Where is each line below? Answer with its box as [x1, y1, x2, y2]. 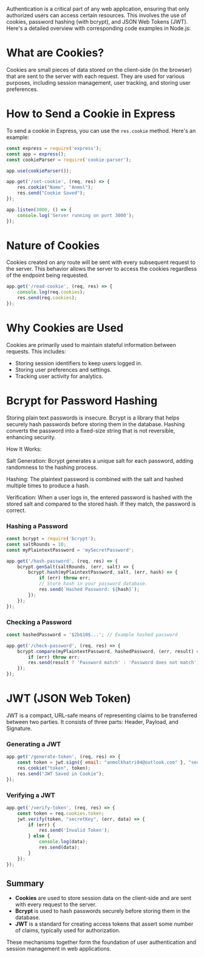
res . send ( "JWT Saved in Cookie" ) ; [17, 771, 104, 777]
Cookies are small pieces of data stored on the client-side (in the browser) [6, 66, 192, 73]
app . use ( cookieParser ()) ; [6, 168, 72, 174]
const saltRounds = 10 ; [6, 541, 67, 548]
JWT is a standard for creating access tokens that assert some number [15, 920, 194, 928]
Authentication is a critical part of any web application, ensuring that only [6, 5, 189, 12]
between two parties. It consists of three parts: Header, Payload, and [6, 718, 178, 725]
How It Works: [6, 445, 42, 452]
